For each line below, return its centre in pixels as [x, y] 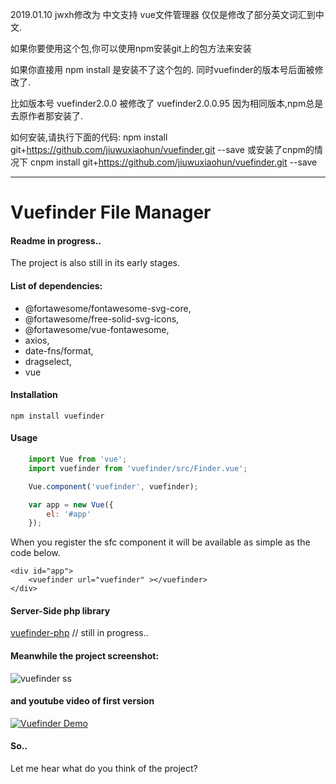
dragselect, [48, 361]
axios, [37, 340]
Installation [34, 395]
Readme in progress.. [56, 240]
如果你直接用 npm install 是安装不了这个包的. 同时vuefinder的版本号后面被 [162, 69]
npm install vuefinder [57, 416]
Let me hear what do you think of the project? [104, 769]
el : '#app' [69, 514]
